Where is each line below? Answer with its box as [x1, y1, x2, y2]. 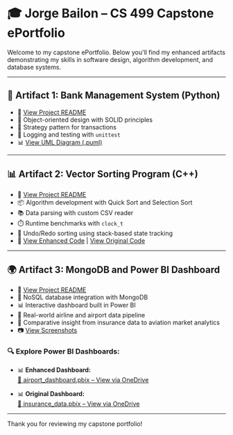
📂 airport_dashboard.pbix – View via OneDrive [17, 375, 149, 383]
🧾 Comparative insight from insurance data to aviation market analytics [17, 318, 221, 327]
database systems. [7, 63, 61, 71]
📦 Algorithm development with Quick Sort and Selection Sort [17, 198, 193, 206]
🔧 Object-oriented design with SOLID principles [17, 116, 153, 124]
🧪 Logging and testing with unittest [17, 130, 121, 139]
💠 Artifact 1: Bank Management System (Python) [7, 90, 221, 102]
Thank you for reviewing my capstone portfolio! [7, 419, 143, 428]
